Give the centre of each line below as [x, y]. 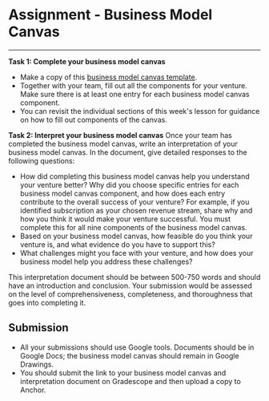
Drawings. [37, 364]
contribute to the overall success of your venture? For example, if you [134, 201]
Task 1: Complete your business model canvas [87, 61]
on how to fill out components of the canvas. [94, 119]
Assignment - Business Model [110, 15]
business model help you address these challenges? [106, 261]
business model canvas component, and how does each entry [122, 193]
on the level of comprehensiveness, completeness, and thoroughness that [130, 294]
